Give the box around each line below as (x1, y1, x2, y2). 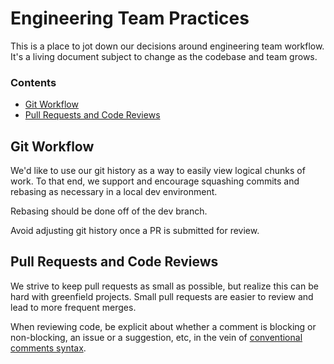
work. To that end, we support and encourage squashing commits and (10, 175, 300, 187)
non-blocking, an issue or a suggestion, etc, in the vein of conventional (10, 331, 303, 343)
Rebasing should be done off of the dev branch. (10, 205, 208, 217)
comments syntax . (10, 342, 87, 354)
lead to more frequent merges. (10, 301, 137, 313)
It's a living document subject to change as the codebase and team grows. (10, 50, 318, 62)
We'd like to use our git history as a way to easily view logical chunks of (10, 165, 306, 177)
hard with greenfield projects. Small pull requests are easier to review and (10, 290, 314, 302)
